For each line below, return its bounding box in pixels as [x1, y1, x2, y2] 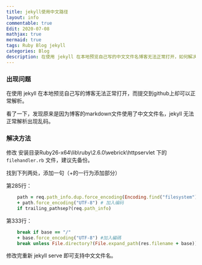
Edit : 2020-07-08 [6, 25, 50, 32]
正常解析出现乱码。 [6, 117, 54, 124]
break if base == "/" [17, 229, 71, 235]
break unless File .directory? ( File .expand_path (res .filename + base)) [17, 240, 198, 246]
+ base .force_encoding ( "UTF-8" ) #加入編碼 [17, 235, 121, 241]
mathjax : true [6, 31, 42, 37]
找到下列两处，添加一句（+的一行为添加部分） [6, 170, 121, 177]
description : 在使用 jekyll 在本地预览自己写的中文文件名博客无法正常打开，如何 [6, 54, 188, 60]
